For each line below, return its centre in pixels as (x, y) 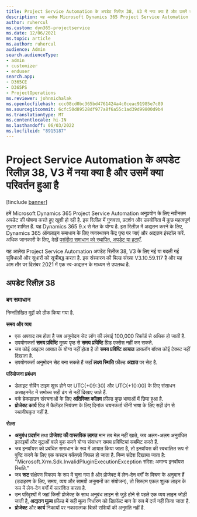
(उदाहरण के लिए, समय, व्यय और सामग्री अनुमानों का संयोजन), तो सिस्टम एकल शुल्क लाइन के (100, 481)
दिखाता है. (24, 355)
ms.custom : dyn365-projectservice (48, 28)
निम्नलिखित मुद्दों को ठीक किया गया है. (40, 313)
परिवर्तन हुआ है (32, 185)
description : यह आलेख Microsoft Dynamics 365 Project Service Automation (97, 17)
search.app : (20, 77)
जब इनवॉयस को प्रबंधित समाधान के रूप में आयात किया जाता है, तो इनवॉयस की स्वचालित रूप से (101, 448)
